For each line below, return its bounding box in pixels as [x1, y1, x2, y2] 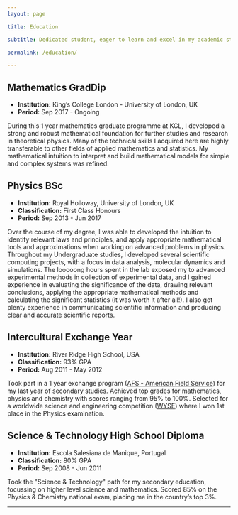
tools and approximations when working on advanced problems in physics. [7, 242, 226, 251]
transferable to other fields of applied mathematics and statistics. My [7, 144, 209, 153]
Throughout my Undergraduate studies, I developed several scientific [7, 250, 210, 259]
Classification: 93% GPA [17, 357, 92, 366]
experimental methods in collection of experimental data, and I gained [7, 273, 211, 281]
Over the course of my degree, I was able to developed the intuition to [7, 227, 212, 236]
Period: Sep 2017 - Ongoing [17, 108, 100, 116]
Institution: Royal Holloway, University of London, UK [17, 198, 174, 207]
